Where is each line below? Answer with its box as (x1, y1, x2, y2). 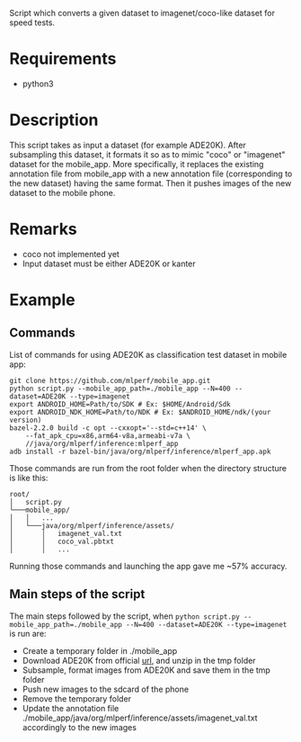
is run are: (9, 628, 47, 639)
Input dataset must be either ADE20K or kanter (22, 258, 196, 269)
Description (9, 110, 99, 130)
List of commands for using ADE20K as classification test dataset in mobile (9, 349, 288, 360)
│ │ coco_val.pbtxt (9, 537, 115, 546)
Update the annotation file (22, 702, 120, 713)
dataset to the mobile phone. (9, 187, 116, 198)
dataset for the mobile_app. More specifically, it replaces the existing (9, 158, 264, 169)
